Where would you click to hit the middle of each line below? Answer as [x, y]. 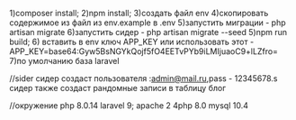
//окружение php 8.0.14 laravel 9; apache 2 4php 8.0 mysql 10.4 [129, 106]
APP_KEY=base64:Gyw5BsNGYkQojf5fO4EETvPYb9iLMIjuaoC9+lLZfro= [144, 51]
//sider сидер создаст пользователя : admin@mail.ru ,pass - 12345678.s [144, 78]
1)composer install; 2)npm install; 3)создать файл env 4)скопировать [139, 13]
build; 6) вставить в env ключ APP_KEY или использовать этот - [132, 42]
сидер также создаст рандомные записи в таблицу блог [118, 88]
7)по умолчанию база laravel [64, 61]
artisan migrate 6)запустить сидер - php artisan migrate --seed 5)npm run [148, 32]
